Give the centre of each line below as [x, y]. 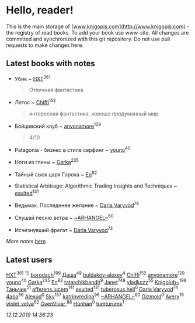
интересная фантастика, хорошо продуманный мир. [94, 114]
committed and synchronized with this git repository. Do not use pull [88, 39]
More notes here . [27, 242]
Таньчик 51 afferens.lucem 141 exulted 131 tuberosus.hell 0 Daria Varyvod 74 [92, 289]
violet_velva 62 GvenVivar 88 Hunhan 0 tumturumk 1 [65, 303]
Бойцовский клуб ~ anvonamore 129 [58, 125]
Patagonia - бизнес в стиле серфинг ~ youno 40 [72, 149]
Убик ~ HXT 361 [32, 78]
